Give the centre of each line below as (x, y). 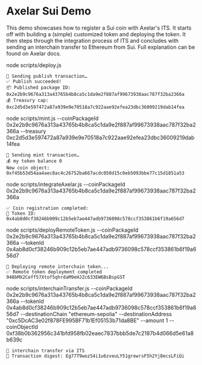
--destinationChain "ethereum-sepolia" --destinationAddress (96, 314)
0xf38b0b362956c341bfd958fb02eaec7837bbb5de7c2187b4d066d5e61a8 (100, 333)
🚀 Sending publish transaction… (47, 76)
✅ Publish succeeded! (34, 81)
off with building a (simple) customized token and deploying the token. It (96, 34)
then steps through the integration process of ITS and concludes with (93, 40)
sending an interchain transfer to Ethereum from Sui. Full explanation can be (101, 47)
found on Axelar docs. (34, 53)
